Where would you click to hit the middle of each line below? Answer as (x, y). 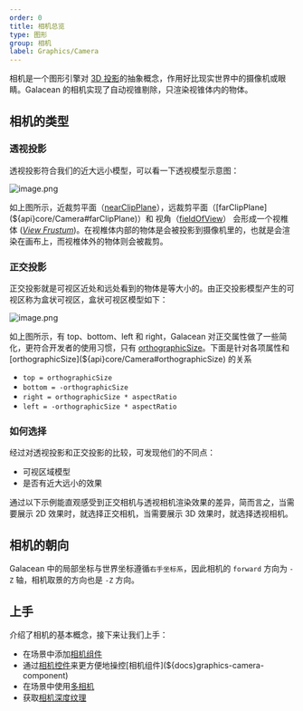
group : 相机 (30, 43)
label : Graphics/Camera (54, 52)
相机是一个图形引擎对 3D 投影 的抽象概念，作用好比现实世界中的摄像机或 (144, 79)
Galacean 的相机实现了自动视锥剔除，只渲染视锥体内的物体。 (139, 90)
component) (45, 676)
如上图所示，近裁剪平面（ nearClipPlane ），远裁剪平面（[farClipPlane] (138, 207)
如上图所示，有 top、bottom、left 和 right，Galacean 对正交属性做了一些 (144, 337)
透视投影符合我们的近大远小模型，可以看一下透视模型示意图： (124, 170)
